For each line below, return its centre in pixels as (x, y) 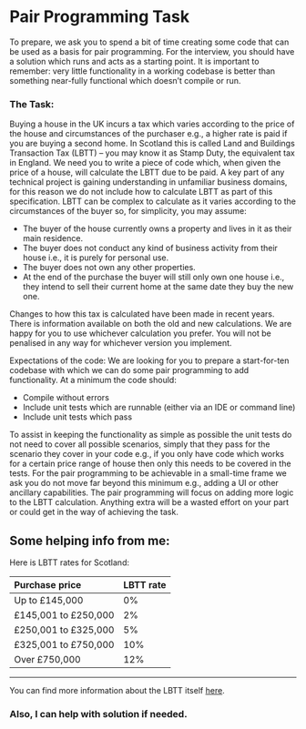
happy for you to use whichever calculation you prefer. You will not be (140, 333)
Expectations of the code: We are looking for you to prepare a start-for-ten (149, 360)
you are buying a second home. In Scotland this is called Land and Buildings (153, 144)
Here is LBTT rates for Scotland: (70, 562)
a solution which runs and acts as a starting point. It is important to (134, 61)
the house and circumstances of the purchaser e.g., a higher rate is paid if (148, 134)
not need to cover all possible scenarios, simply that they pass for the (140, 444)
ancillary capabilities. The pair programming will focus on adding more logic (152, 492)
